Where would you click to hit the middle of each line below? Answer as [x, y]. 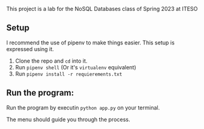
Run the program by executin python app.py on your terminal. [83, 107]
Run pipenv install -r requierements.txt [69, 74]
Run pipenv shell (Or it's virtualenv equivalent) [76, 67]
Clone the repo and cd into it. [51, 61]
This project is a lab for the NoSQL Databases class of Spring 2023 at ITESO [102, 9]
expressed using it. [30, 49]
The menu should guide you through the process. [69, 119]
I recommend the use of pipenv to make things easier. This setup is [90, 43]
